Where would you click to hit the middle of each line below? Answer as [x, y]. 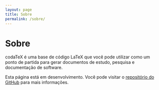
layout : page [19, 10]
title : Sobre [19, 14]
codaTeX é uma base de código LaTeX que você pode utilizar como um [78, 57]
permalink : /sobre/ [25, 19]
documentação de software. [34, 68]
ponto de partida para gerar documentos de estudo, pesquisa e [70, 62]
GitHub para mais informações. [37, 83]
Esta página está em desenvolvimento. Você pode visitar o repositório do [80, 77]
